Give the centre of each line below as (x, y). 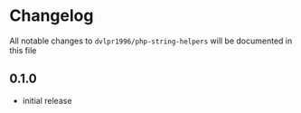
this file (23, 50)
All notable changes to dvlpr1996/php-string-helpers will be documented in (151, 41)
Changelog (52, 16)
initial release (47, 100)
